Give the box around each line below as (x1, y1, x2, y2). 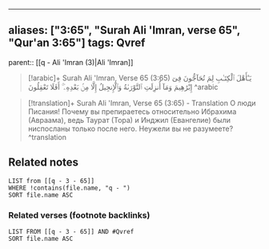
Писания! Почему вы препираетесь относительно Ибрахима (27, 106, 237, 116)
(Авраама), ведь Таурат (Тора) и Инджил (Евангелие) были (27, 115, 231, 124)
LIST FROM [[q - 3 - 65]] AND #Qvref (8, 227, 134, 235)
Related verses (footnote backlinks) (8, 210, 151, 221)
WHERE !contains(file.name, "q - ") (8, 184, 130, 192)
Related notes (8, 156, 78, 169)
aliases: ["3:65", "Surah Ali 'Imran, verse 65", (8, 23, 240, 37)
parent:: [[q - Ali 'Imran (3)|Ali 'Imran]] (8, 57, 134, 67)
